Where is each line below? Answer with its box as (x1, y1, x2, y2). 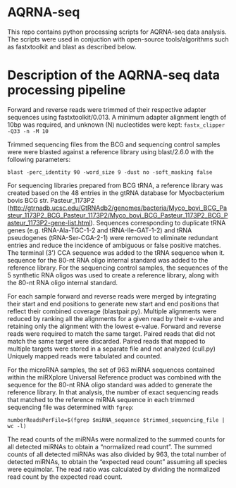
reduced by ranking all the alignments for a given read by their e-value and (7, 314, 224, 323)
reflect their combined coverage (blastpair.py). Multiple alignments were (7, 307, 217, 315)
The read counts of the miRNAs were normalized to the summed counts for (7, 434, 225, 444)
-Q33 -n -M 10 (7, 127, 49, 134)
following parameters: (7, 155, 71, 163)
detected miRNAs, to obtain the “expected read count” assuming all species (7, 457, 228, 465)
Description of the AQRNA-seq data (7, 68, 221, 83)
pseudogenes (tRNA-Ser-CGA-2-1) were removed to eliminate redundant (7, 233, 218, 242)
